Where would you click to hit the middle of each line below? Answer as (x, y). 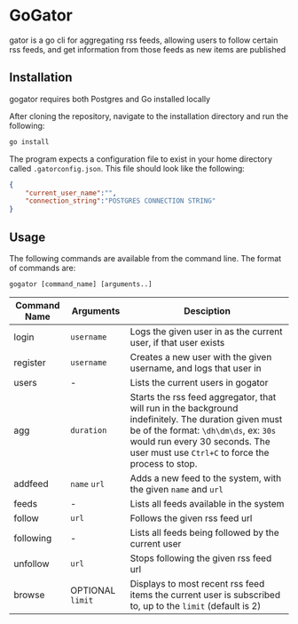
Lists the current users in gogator (199, 382)
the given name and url (176, 489)
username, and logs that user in (196, 368)
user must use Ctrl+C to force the (200, 452)
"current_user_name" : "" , (71, 193)
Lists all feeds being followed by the (204, 532)
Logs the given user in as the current (206, 332)
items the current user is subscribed (205, 595)
